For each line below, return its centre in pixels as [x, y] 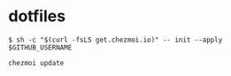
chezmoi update [36, 63]
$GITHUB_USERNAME [40, 47]
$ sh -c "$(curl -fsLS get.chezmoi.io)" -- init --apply [115, 40]
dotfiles [37, 16]
